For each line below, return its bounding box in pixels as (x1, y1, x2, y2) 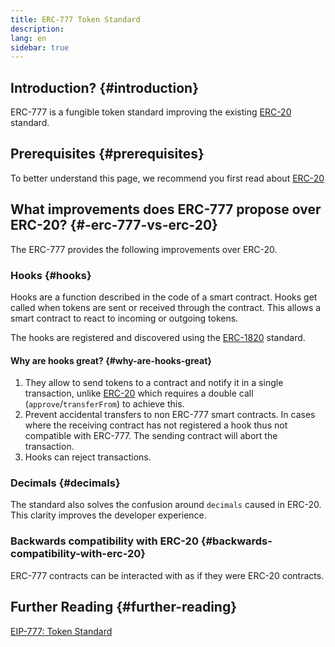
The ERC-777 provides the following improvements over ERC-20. (10, 243, 278, 255)
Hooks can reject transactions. (24, 451, 152, 463)
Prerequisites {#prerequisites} (10, 146, 205, 163)
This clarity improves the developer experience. (10, 509, 207, 521)
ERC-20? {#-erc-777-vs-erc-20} (10, 217, 218, 234)
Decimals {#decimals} (10, 476, 121, 490)
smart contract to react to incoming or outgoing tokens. (10, 312, 239, 324)
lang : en (10, 33, 47, 43)
